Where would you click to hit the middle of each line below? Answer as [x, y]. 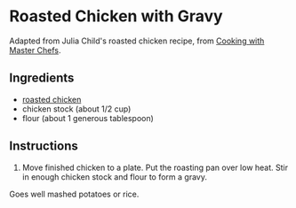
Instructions [44, 146]
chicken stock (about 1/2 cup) [76, 109]
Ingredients [42, 78]
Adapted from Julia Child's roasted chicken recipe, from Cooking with [137, 41]
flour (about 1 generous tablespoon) [88, 118]
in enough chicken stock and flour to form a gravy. [114, 177]
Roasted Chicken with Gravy [116, 16]
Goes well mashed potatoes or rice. [74, 194]
